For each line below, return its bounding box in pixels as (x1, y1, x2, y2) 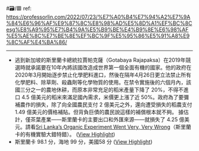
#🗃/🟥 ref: (6, 5, 32, 12)
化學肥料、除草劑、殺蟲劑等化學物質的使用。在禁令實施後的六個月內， (14, 79, 187, 86)
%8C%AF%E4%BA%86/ (6, 39, 68, 46)
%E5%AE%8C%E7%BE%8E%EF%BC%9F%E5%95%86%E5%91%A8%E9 (6, 32, 190, 39)
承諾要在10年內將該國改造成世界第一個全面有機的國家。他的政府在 (30, 64, 192, 71)
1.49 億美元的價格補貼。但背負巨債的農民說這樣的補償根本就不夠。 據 (14, 109, 184, 115)
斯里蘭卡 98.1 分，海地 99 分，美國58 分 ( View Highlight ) (14, 139, 153, 145)
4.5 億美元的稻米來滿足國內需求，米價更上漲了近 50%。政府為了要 (21, 94, 184, 100)
